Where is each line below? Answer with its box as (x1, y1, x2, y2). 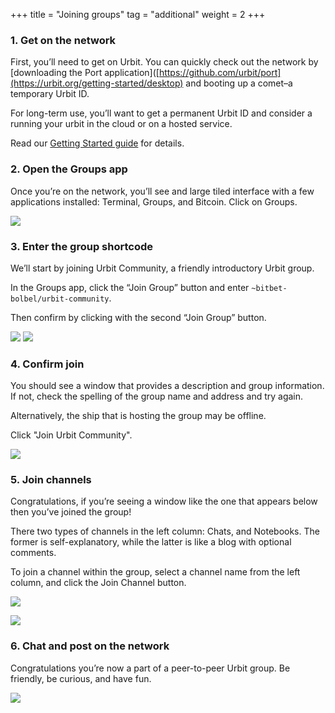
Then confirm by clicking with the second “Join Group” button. (10, 311, 267, 323)
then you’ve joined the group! (10, 506, 132, 518)
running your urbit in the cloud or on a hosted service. (10, 118, 233, 130)
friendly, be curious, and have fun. (10, 672, 152, 684)
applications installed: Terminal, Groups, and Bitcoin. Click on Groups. (10, 195, 298, 208)
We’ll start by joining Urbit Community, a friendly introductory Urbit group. (10, 262, 315, 274)
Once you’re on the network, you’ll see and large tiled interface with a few (10, 185, 315, 197)
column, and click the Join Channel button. (10, 577, 187, 589)
